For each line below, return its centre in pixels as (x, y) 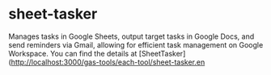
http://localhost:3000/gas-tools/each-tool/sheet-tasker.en (108, 62)
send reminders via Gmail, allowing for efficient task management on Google (136, 44)
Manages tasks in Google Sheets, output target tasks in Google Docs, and (131, 36)
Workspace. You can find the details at (73, 53)
